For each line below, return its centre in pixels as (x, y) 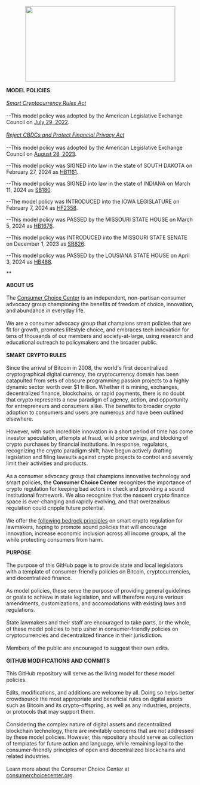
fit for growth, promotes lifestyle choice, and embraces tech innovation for (98, 330)
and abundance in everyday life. (46, 310)
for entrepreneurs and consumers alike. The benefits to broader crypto (93, 406)
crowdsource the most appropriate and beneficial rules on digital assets (95, 699)
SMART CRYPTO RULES (36, 355)
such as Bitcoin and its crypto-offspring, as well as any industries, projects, (99, 705)
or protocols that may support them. (51, 712)
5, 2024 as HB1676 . (30, 226)
